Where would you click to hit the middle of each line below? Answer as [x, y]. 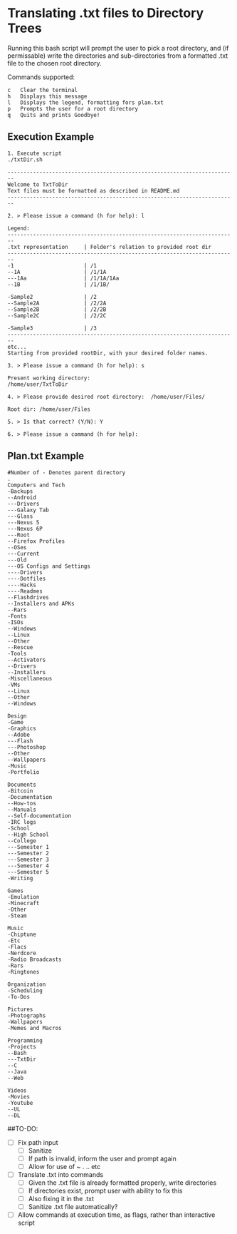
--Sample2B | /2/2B [57, 309]
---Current [23, 554]
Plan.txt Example [46, 456]
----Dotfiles [27, 578]
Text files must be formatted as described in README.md [94, 190]
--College [22, 841]
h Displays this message [47, 96]
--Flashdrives [28, 597]
